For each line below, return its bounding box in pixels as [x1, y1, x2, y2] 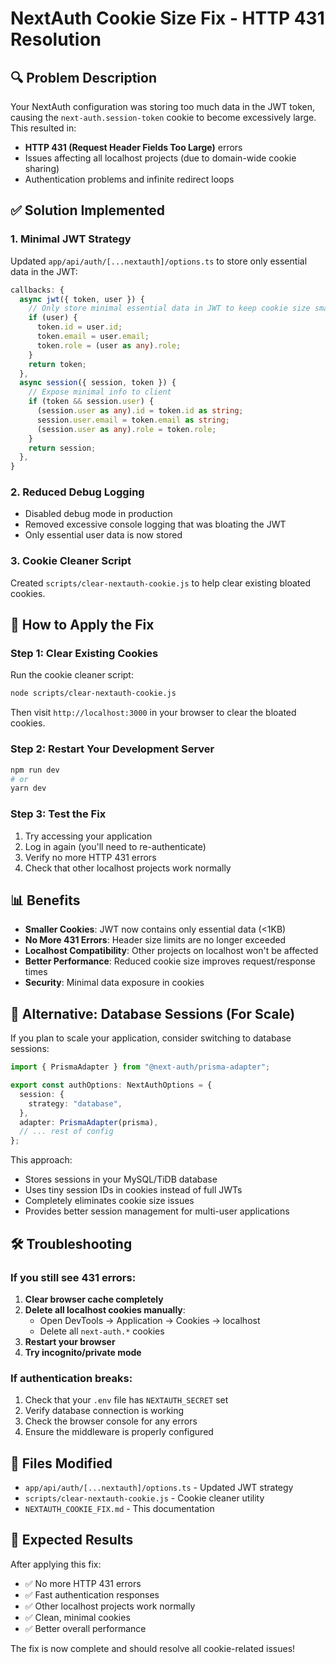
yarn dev [10, 783, 47, 794]
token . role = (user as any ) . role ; [36, 340, 182, 351]
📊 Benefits [10, 892, 81, 909]
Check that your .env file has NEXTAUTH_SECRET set [24, 1394, 229, 1406]
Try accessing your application [24, 830, 153, 842]
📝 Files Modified [10, 1455, 113, 1472]
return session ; [28, 443, 97, 453]
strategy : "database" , [28, 1098, 123, 1109]
